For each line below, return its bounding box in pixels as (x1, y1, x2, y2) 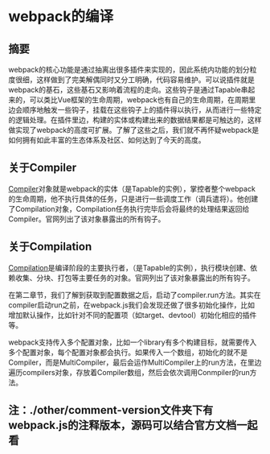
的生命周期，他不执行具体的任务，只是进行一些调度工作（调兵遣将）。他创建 (8, 194, 259, 204)
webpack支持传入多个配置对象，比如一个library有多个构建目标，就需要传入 (8, 337, 257, 347)
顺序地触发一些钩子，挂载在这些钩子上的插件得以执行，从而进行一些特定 (22, 105, 262, 114)
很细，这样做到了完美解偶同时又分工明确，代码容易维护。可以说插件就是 (14, 75, 255, 85)
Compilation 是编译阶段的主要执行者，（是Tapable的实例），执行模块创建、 (8, 262, 251, 272)
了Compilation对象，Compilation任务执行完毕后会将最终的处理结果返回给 (8, 204, 250, 213)
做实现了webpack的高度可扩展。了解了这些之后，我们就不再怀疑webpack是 (8, 126, 260, 134)
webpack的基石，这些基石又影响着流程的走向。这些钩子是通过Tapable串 (8, 85, 248, 94)
